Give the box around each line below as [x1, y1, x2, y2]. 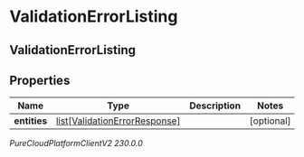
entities [14, 115, 48, 127]
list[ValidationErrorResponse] [55, 115, 181, 127]
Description [189, 99, 242, 112]
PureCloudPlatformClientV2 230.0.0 [9, 138, 143, 149]
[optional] [249, 115, 291, 127]
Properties [9, 72, 71, 88]
